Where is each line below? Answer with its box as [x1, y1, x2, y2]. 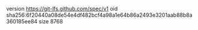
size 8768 [38, 18, 63, 25]
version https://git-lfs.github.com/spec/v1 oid [6, 5, 118, 12]
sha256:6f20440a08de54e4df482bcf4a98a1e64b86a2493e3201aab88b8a [6, 11, 193, 19]
